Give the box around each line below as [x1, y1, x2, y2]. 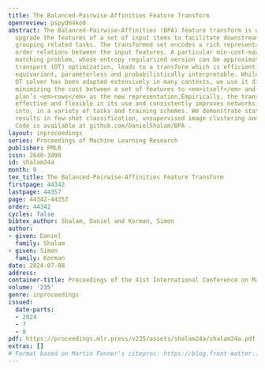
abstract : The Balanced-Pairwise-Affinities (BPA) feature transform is [8, 26, 252, 34]
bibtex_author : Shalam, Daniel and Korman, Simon [8, 217, 175, 225]
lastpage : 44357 [8, 187, 62, 196]
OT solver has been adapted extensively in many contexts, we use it [15, 77, 248, 85]
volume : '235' [8, 284, 55, 292]
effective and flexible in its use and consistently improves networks [15, 100, 256, 108]
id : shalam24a [8, 159, 55, 167]
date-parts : [15, 305, 55, 313]
